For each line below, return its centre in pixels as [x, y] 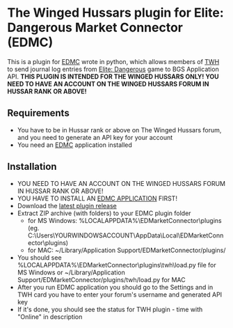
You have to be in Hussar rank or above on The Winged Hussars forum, [119, 130]
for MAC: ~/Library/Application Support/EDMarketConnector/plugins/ [127, 250]
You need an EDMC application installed [74, 145]
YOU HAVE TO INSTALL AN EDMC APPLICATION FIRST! [97, 198]
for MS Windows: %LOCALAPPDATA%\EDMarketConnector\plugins [124, 220]
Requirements [38, 113]
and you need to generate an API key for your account [95, 137]
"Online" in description [50, 317]
